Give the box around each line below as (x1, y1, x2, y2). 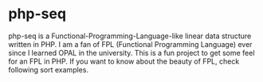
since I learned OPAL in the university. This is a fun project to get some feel (8, 48, 255, 57)
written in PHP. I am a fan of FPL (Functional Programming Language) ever (8, 39, 253, 49)
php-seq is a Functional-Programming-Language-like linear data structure (8, 31, 252, 41)
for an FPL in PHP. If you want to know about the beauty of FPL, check (8, 57, 240, 66)
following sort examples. (8, 64, 89, 74)
